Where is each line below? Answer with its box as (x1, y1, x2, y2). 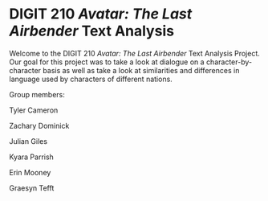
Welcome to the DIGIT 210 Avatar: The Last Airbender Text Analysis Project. (9, 48, 260, 58)
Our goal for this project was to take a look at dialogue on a (9, 57, 205, 67)
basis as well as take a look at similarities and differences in (43, 65, 240, 75)
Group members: (9, 89, 65, 99)
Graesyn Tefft (9, 183, 55, 193)
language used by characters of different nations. (9, 74, 173, 84)
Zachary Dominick (9, 121, 70, 130)
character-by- (205, 57, 252, 67)
